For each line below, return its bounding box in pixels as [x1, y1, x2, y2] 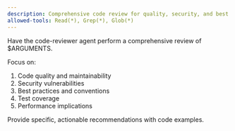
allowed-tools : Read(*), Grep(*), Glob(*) [7, 17, 134, 24]
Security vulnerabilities [17, 79, 85, 87]
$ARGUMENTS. [7, 44, 53, 52]
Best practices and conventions [17, 86, 110, 95]
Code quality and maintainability [17, 72, 112, 80]
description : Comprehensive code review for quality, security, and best [7, 10, 229, 18]
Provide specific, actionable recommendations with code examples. [7, 115, 205, 124]
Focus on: [7, 57, 37, 66]
